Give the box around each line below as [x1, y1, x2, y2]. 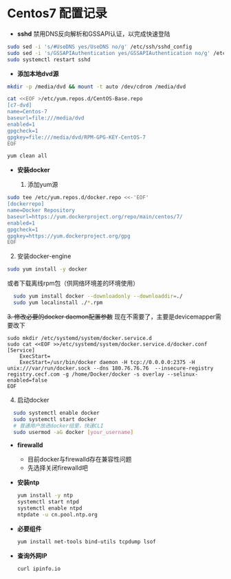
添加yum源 [27, 181, 58, 189]
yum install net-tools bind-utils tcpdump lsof [16, 538, 156, 545]
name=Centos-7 [7, 109, 48, 115]
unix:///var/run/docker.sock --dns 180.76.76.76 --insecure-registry [7, 365, 214, 372]
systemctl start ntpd [16, 499, 79, 506]
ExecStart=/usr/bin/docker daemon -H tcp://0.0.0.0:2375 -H [19, 359, 195, 365]
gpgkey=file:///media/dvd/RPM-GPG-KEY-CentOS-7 [7, 134, 146, 141]
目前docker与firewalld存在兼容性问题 [27, 455, 132, 464]
